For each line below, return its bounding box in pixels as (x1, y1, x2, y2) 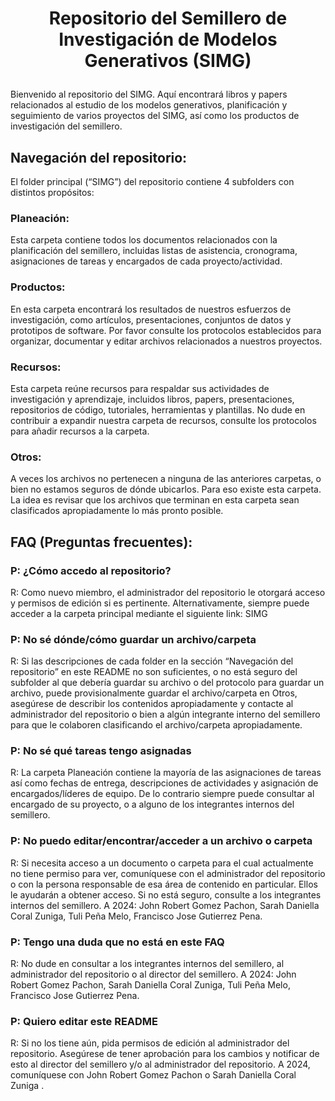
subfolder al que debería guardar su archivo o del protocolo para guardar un (10, 677, 325, 689)
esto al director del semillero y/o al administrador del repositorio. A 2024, (10, 1058, 311, 1071)
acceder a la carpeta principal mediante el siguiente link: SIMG (10, 607, 268, 619)
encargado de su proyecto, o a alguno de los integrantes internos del (10, 798, 295, 811)
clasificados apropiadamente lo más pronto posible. (10, 505, 224, 517)
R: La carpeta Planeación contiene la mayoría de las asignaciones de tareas (10, 767, 322, 779)
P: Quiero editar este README (10, 1014, 159, 1028)
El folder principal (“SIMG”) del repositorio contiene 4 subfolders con (10, 176, 295, 187)
